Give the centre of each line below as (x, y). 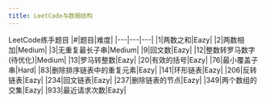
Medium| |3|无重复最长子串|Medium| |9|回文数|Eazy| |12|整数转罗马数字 (136, 50)
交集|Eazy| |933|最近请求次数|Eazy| (67, 90)
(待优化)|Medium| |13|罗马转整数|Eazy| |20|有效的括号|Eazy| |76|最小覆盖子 (133, 60)
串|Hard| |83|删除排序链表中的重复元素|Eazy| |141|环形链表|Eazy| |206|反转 (133, 70)
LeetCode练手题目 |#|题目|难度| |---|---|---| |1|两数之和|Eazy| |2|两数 (123, 39)
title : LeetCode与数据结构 (50, 16)
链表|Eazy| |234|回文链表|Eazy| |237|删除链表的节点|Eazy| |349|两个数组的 (133, 80)
